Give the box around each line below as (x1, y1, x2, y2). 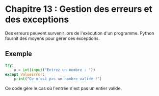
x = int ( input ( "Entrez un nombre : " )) (14, 67, 96, 72)
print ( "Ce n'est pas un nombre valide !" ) (14, 76, 102, 82)
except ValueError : (5, 72, 45, 77)
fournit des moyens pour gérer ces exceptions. (5, 35, 100, 41)
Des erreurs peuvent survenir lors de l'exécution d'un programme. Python (5, 30, 155, 36)
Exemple (5, 50, 32, 58)
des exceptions (5, 14, 69, 25)
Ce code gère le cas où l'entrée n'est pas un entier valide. (5, 85, 122, 92)
